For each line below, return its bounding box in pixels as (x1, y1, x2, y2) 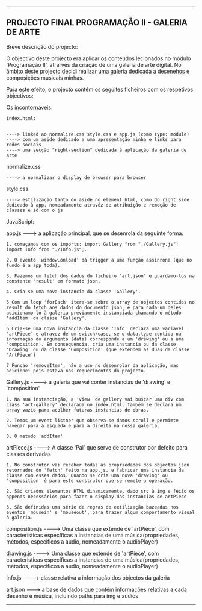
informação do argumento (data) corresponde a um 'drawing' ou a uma (6, 336, 185, 342)
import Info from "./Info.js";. (6, 246, 87, 252)
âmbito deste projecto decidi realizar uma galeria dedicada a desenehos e (6, 67, 190, 75)
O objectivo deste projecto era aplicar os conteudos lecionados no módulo (6, 55, 191, 62)
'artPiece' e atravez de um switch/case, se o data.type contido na (6, 331, 182, 337)
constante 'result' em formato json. (6, 278, 101, 284)
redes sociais (6, 142, 42, 148)
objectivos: (6, 92, 34, 99)
